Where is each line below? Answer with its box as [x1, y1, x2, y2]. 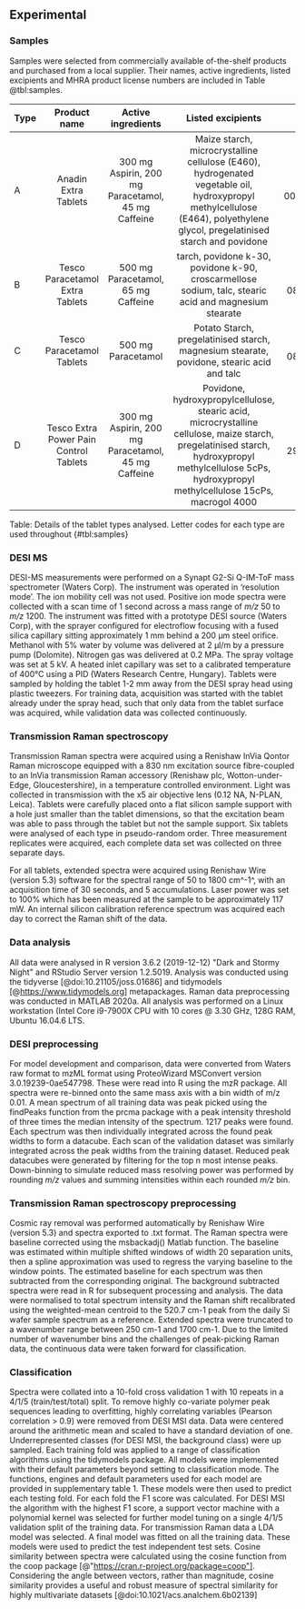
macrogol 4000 [190, 495, 258, 508]
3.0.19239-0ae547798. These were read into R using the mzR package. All [9, 1078, 288, 1088]
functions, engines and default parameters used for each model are [9, 1473, 262, 1484]
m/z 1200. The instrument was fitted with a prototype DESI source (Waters [9, 610, 288, 622]
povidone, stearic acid [176, 355, 271, 368]
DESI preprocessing [9, 1037, 99, 1050]
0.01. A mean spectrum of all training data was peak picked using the [9, 1097, 268, 1108]
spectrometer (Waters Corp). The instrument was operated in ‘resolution [9, 582, 280, 592]
